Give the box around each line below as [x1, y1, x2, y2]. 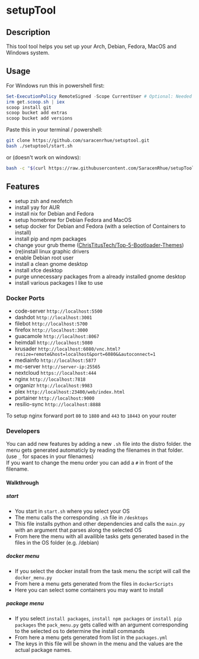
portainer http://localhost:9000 [14, 394, 95, 401]
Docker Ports [6, 294, 45, 302]
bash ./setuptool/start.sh [6, 143, 73, 149]
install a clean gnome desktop [14, 260, 88, 267]
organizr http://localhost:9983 [14, 381, 93, 388]
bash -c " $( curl [6, 165, 46, 171]
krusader [14, 345, 37, 352]
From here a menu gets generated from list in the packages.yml [14, 634, 168, 641]
